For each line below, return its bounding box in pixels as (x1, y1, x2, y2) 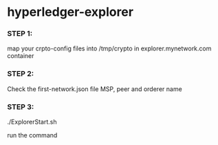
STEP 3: (7, 101, 34, 111)
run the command (7, 131, 58, 139)
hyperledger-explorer (7, 4, 134, 20)
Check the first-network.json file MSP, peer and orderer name (7, 84, 182, 93)
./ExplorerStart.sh (7, 118, 57, 126)
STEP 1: (7, 29, 33, 39)
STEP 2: (7, 69, 34, 79)
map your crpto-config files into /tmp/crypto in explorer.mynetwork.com (7, 44, 212, 52)
